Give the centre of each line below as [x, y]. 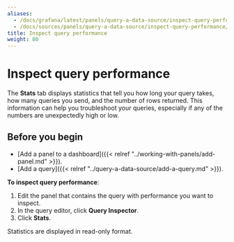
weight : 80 [23, 40]
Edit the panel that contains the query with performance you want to [115, 195]
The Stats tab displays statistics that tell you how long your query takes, [111, 93]
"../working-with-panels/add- [173, 154]
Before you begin [45, 137]
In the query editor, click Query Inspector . [78, 210]
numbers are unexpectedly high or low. [63, 115]
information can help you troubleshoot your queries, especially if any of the [115, 108]
